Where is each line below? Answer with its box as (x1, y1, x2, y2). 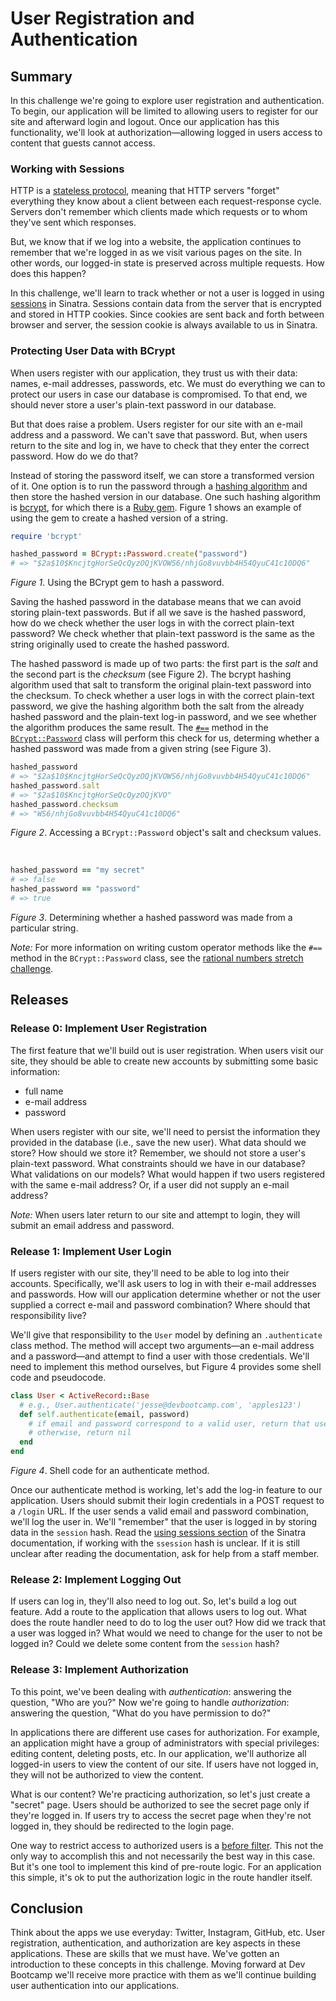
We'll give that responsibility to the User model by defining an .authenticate (10, 1328, 323, 1341)
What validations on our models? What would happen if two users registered (10, 1168, 326, 1180)
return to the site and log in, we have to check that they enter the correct (10, 439, 310, 451)
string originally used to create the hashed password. (10, 638, 230, 651)
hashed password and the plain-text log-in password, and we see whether (10, 711, 317, 723)
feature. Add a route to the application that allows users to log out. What (10, 1606, 307, 1618)
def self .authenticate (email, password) (19, 1409, 190, 1419)
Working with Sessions (10, 162, 125, 176)
